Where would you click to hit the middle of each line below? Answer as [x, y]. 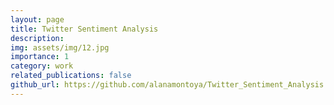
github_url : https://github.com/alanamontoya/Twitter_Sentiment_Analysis [167, 85]
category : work [42, 66]
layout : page [37, 19]
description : [37, 38]
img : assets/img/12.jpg [60, 47]
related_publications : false [71, 76]
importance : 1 [40, 57]
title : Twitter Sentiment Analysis [84, 29]
